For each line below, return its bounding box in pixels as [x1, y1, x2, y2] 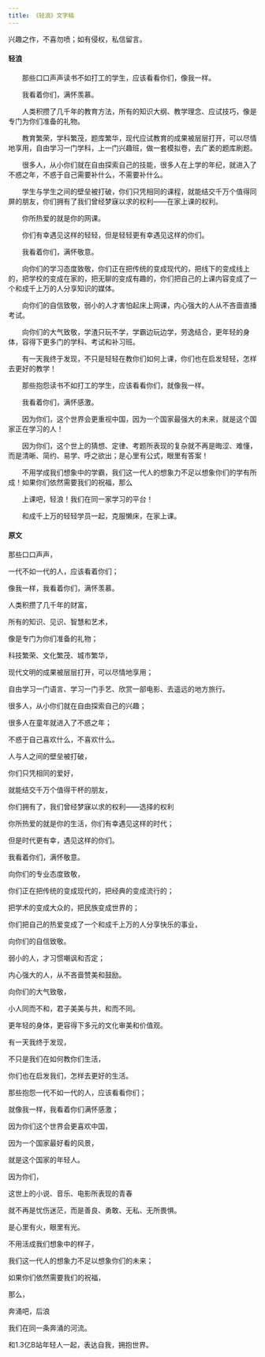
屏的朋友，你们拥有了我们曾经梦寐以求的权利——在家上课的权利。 [8, 196, 222, 206]
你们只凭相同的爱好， [8, 768, 77, 778]
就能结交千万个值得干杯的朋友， [8, 785, 112, 795]
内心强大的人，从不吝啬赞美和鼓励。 [8, 970, 126, 980]
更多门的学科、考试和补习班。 [42, 337, 140, 347]
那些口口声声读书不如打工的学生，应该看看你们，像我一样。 [21, 73, 215, 82]
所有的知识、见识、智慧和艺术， [8, 617, 112, 627]
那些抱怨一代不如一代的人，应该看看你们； [8, 1088, 147, 1097]
